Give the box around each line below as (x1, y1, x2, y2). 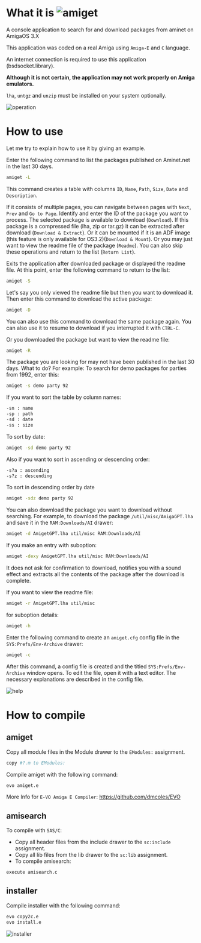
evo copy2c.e (6, 913, 39, 920)
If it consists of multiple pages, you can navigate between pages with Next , (6, 203, 191, 210)
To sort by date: (6, 433, 46, 440)
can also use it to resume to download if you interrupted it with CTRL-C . (6, 324, 180, 331)
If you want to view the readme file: (6, 589, 94, 596)
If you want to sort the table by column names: (6, 393, 121, 401)
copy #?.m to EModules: (6, 760, 66, 766)
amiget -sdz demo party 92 (6, 495, 74, 501)
